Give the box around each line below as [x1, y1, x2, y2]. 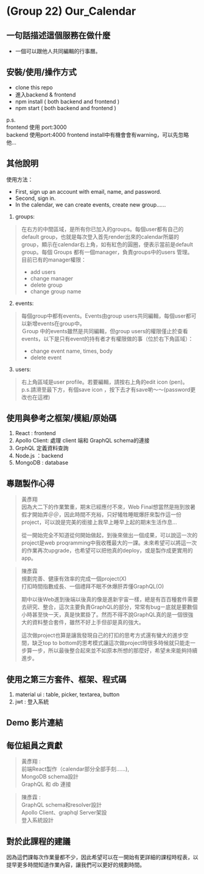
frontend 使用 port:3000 [6, 123, 67, 131]
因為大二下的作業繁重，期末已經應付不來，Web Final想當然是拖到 [21, 503, 185, 511]
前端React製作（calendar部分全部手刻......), [21, 765, 130, 773]
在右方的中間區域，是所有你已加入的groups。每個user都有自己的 [21, 225, 184, 233]
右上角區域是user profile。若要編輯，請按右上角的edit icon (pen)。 [21, 378, 188, 386]
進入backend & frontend [15, 90, 76, 98]
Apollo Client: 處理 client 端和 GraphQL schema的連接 [15, 437, 150, 444]
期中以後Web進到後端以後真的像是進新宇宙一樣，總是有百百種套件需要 [21, 596, 199, 603]
